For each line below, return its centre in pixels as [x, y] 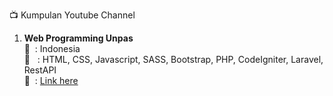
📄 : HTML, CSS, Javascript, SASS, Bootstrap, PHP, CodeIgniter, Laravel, [173, 59]
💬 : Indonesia [52, 48]
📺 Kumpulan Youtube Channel [72, 15]
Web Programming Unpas [78, 38]
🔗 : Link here [51, 80]
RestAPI [40, 70]
